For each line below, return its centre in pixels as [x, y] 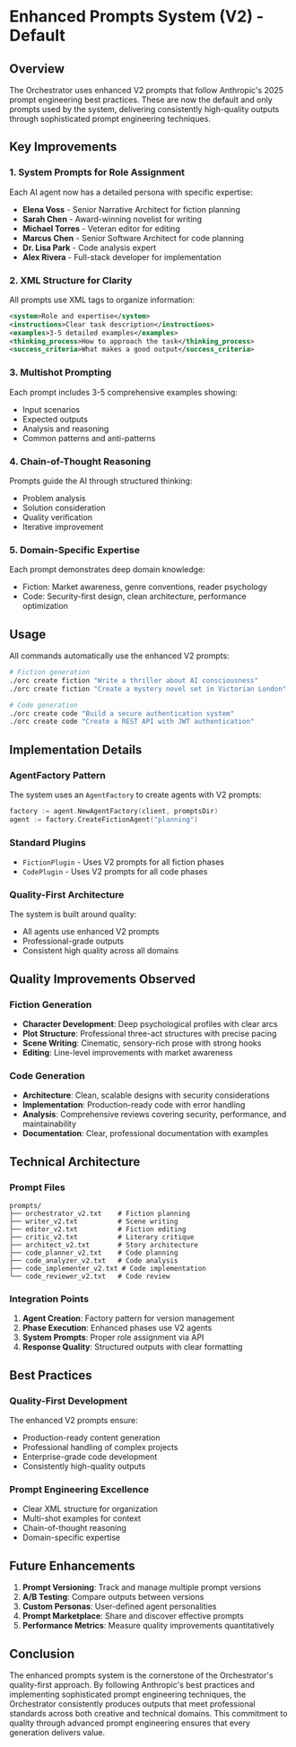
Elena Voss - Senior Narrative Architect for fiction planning [131, 209]
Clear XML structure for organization [90, 1509]
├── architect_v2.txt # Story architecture [104, 1245]
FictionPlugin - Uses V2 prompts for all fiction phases [123, 862]
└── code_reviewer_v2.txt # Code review [90, 1277]
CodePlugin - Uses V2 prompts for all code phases [115, 872]
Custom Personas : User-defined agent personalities [119, 1606]
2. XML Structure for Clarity [71, 280]
